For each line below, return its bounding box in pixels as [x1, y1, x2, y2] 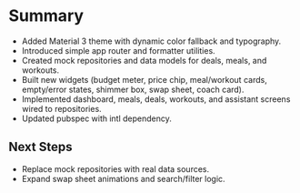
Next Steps [8, 139, 73, 155]
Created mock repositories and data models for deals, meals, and [21, 55, 267, 66]
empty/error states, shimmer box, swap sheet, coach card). [21, 84, 245, 95]
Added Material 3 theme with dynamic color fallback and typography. [21, 36, 282, 46]
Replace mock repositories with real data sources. [21, 163, 210, 174]
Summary [8, 5, 84, 26]
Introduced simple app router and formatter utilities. [21, 45, 215, 56]
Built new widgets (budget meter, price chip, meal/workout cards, [21, 74, 267, 85]
